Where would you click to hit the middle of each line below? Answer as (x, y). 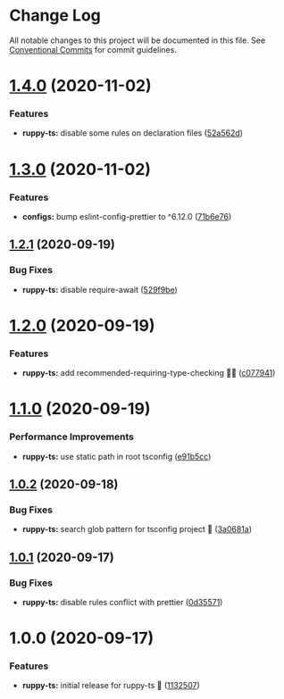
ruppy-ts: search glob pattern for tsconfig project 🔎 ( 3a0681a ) (137, 529)
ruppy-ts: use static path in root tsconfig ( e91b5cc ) (117, 456)
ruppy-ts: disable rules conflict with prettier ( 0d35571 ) (122, 602)
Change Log (55, 16)
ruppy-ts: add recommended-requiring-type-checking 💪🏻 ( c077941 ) (149, 373)
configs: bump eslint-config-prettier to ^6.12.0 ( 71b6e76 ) (127, 216)
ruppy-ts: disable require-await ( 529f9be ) (100, 289)
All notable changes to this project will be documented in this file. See (138, 40)
